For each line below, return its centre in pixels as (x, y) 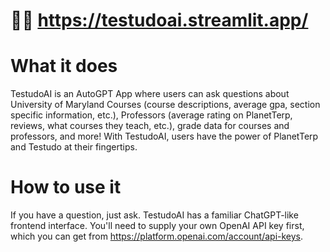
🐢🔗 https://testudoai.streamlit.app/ (159, 20)
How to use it (66, 187)
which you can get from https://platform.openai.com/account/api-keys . (157, 236)
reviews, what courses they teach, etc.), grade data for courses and (150, 126)
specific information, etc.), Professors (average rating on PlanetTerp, (151, 115)
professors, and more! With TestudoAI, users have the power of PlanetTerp (164, 136)
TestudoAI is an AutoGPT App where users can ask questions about (150, 94)
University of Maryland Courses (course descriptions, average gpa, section (165, 105)
